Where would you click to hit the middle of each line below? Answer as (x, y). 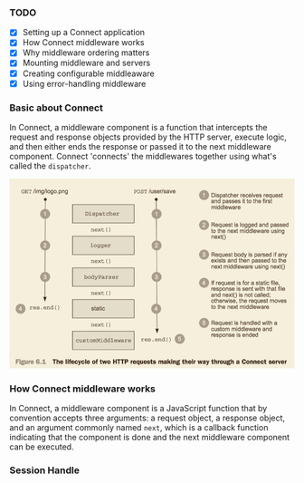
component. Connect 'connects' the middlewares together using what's (143, 156)
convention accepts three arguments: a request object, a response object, (147, 418)
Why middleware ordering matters (86, 53)
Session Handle (44, 470)
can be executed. (42, 447)
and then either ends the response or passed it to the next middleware (140, 146)
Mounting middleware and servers (86, 63)
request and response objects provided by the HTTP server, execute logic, (148, 137)
